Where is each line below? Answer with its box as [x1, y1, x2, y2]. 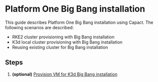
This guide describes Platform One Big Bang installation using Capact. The [5, 19, 154, 25]
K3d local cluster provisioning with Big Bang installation [12, 39, 123, 45]
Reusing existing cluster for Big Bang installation [12, 44, 108, 50]
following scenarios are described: [5, 24, 74, 30]
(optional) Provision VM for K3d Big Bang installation [12, 71, 117, 77]
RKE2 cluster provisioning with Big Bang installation [12, 34, 115, 40]
